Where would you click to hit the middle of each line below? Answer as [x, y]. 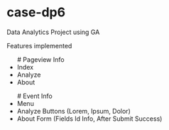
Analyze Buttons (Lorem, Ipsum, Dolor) [73, 111]
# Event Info [34, 96]
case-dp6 [36, 12]
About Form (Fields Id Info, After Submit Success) [89, 119]
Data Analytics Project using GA [53, 32]
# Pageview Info [40, 59]
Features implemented [39, 45]
